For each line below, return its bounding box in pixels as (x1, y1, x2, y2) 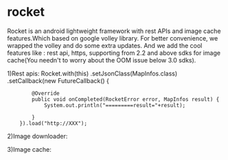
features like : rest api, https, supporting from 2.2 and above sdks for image (7, 49, 221, 57)
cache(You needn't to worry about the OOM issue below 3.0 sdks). (7, 56, 196, 64)
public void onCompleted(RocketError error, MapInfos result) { (32, 95, 220, 103)
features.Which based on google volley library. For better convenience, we (7, 34, 218, 42)
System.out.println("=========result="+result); (43, 102, 186, 108)
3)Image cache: (7, 145, 52, 153)
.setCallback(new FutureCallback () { (7, 76, 110, 84)
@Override (32, 90, 60, 97)
